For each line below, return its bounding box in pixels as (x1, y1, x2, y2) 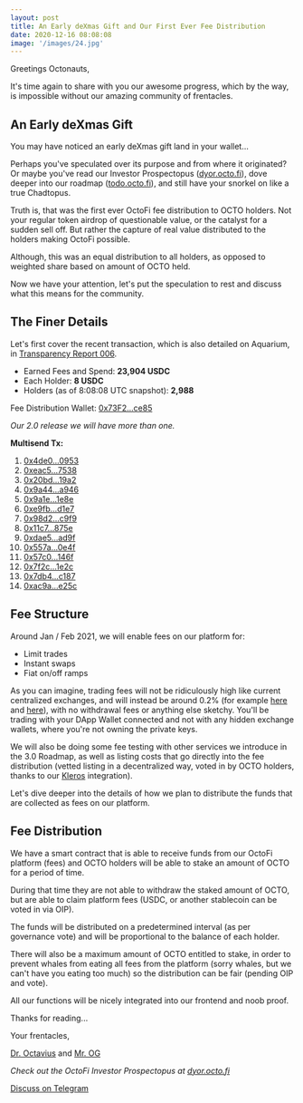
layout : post (10, 13, 60, 23)
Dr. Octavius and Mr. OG (10, 1048, 101, 1059)
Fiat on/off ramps (23, 667, 89, 678)
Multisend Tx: (10, 437, 64, 449)
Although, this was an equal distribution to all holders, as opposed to (10, 251, 266, 263)
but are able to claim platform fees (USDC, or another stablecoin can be (10, 894, 278, 905)
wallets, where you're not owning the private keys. (10, 723, 198, 734)
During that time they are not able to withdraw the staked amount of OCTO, (10, 885, 290, 895)
